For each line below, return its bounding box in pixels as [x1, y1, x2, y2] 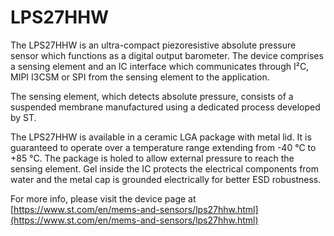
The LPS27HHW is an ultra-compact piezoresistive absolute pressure [10, 39, 297, 51]
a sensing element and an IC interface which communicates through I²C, [10, 60, 310, 72]
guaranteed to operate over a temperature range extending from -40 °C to [10, 141, 317, 153]
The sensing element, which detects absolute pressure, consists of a [10, 90, 294, 102]
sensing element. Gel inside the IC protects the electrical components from [10, 162, 320, 175]
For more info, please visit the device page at [10, 192, 197, 205]
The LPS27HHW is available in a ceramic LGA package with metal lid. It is [10, 131, 312, 143]
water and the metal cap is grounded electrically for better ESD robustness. [10, 173, 322, 185]
